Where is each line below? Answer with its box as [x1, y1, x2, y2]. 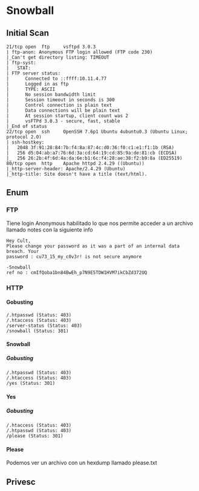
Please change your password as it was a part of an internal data [6, 243, 180, 249]
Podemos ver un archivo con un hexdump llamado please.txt [6, 459, 157, 467]
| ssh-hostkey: [6, 139, 45, 145]
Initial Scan [6, 28, 50, 38]
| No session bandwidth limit [6, 92, 96, 98]
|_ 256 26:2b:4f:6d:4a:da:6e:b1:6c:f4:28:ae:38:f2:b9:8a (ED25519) [6, 155, 183, 161]
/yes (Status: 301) [6, 380, 56, 387]
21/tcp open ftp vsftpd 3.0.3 [6, 44, 96, 50]
